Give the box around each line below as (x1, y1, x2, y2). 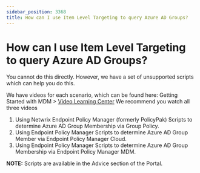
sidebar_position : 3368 (6, 8, 67, 15)
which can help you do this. (6, 80, 75, 87)
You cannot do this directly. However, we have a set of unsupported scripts (6, 73, 194, 80)
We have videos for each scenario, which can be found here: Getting (6, 91, 178, 99)
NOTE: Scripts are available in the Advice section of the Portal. (6, 160, 163, 167)
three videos (6, 104, 38, 112)
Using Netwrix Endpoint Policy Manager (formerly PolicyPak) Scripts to (15, 116, 193, 123)
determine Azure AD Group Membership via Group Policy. (15, 122, 159, 130)
